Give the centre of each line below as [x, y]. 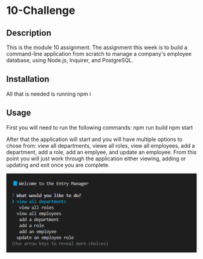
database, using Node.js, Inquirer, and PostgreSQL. [70, 60]
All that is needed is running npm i [49, 94]
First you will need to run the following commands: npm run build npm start [100, 127]
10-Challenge [41, 11]
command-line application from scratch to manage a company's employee [99, 54]
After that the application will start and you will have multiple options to [95, 139]
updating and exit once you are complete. [58, 165]
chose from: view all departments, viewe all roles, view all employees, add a [101, 145]
